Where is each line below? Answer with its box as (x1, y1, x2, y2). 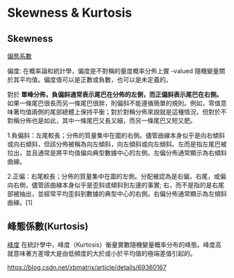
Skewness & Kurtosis (7, 5, 132, 21)
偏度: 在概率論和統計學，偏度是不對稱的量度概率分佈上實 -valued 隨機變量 (7, 67, 219, 75)
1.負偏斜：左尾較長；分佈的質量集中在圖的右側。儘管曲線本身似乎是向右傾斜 (7, 131, 225, 139)
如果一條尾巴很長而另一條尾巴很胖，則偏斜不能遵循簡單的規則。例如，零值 (7, 99, 221, 107)
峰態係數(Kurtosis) (7, 221, 88, 233)
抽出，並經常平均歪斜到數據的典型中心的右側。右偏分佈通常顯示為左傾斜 (19, 190, 227, 198)
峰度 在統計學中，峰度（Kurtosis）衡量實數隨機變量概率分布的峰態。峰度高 (7, 240, 221, 249)
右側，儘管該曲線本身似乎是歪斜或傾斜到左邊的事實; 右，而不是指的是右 (13, 181, 219, 189)
